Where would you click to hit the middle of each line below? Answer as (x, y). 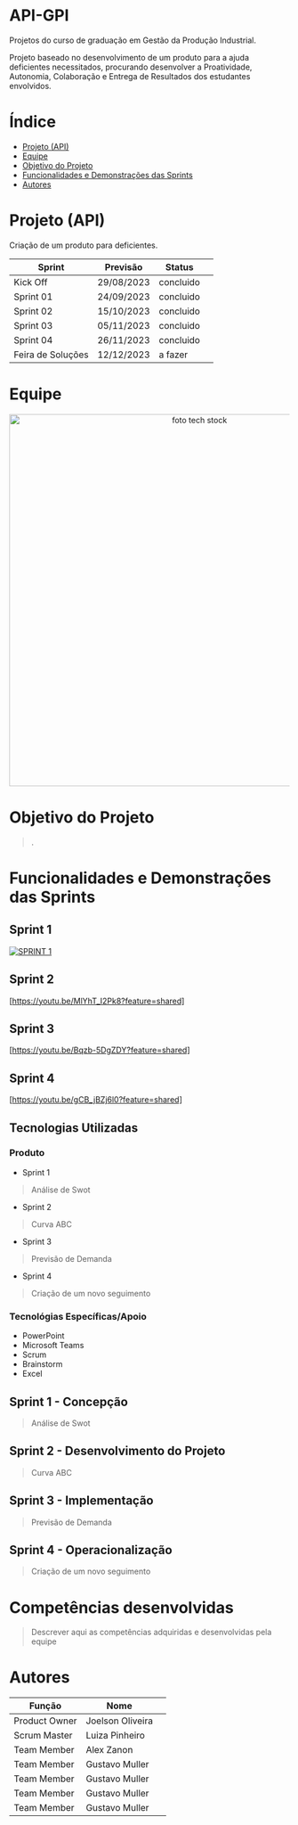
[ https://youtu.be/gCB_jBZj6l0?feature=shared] (96, 1100)
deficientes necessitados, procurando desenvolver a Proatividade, (131, 67)
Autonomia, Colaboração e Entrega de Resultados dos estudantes (130, 76)
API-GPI (39, 16)
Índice (32, 122)
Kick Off (31, 282)
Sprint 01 (33, 297)
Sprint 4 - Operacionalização (91, 1550)
